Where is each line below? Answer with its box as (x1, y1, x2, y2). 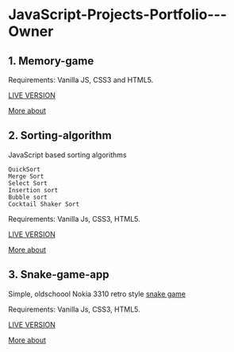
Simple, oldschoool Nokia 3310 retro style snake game (8, 288, 186, 299)
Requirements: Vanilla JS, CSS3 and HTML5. (8, 75, 154, 84)
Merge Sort (8, 172, 44, 180)
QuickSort (8, 165, 41, 173)
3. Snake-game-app (8, 268, 109, 281)
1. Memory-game (8, 54, 94, 68)
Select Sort (8, 179, 48, 188)
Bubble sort (8, 193, 48, 201)
